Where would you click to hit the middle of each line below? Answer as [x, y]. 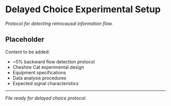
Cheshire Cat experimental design [48, 67]
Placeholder [25, 39]
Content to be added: [27, 51]
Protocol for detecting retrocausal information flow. [59, 23]
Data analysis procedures [39, 78]
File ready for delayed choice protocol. [46, 98]
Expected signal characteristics [46, 83]
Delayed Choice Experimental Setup [83, 9]
